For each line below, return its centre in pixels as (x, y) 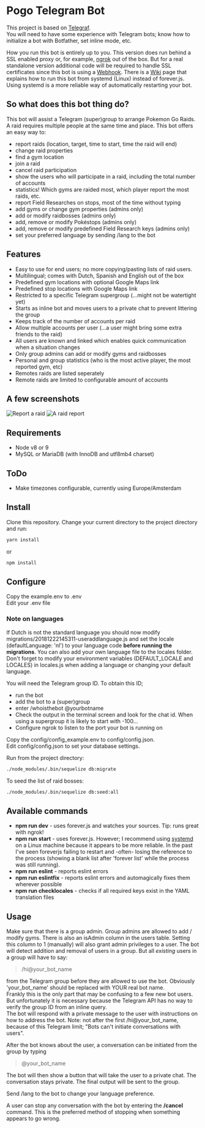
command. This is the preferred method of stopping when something (93, 1112)
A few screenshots (43, 399)
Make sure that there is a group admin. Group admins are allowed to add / (99, 931)
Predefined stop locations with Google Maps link (76, 288)
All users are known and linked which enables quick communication (101, 340)
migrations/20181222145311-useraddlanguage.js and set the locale (90, 639)
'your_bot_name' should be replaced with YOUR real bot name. (86, 988)
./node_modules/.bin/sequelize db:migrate (61, 769)
